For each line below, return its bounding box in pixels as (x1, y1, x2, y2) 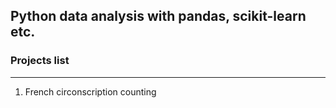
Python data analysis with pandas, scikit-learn (10, 8, 307, 25)
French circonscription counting (24, 85, 157, 98)
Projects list (10, 54, 70, 68)
